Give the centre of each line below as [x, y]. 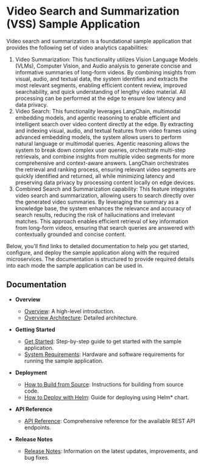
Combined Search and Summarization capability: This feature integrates [106, 189]
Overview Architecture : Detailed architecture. [81, 318]
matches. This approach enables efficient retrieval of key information [102, 221]
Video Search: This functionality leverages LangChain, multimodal [98, 111]
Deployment [31, 373]
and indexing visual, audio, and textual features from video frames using [106, 130]
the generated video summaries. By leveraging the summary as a [97, 202]
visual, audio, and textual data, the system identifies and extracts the [101, 79]
